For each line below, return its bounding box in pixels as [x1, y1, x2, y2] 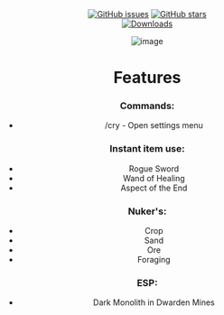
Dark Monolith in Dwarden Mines [93, 297, 215, 308]
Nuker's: [127, 205, 167, 218]
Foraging [136, 255, 171, 265]
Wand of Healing [123, 172, 185, 183]
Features [113, 68, 182, 88]
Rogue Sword [128, 162, 180, 174]
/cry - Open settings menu [105, 120, 203, 131]
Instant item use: [109, 143, 185, 155]
